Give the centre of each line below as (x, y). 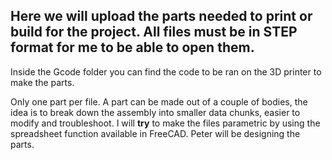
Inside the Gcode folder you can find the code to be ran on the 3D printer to (166, 71)
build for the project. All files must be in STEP (154, 32)
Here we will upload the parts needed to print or (161, 16)
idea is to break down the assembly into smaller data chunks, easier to (155, 112)
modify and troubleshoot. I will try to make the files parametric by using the (165, 123)
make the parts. (42, 82)
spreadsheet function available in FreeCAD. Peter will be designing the (155, 133)
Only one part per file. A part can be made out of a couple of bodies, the (159, 101)
